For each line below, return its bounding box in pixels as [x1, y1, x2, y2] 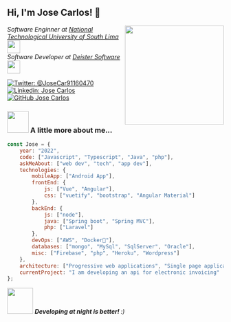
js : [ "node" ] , [43, 211, 85, 218]
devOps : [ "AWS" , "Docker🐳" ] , [32, 237, 115, 244]
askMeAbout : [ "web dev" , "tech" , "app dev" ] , [19, 160, 153, 167]
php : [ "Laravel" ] [43, 224, 94, 231]
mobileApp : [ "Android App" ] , [32, 173, 115, 180]
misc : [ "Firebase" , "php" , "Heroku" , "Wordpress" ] [32, 249, 180, 257]
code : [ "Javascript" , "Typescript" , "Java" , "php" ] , [19, 153, 174, 160]
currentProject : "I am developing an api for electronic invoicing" [19, 269, 220, 276]
